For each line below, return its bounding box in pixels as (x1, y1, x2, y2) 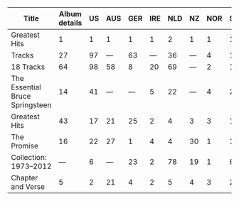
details (58, 18, 83, 28)
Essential (11, 82, 41, 92)
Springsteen (11, 100, 52, 109)
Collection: (11, 153, 47, 162)
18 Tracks (11, 62, 45, 72)
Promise (11, 141, 39, 151)
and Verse (11, 182, 45, 191)
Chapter (11, 173, 38, 183)
